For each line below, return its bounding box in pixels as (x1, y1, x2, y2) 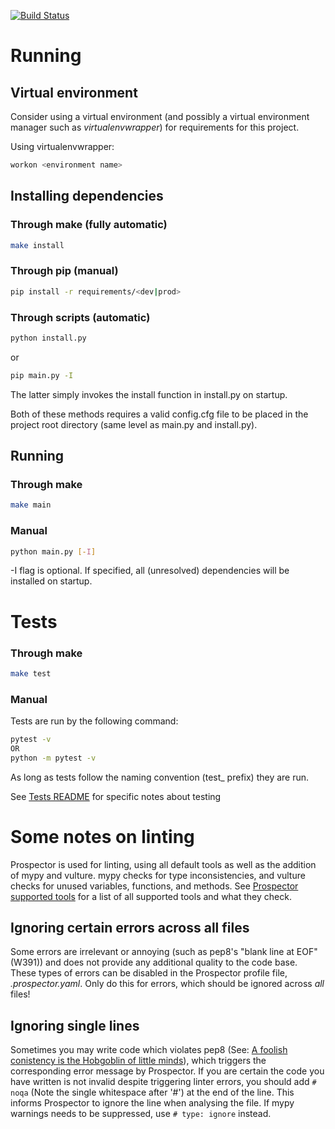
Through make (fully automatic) (10, 218, 168, 232)
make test (10, 668, 52, 679)
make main (10, 500, 52, 510)
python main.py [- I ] (10, 546, 97, 557)
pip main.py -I (10, 370, 74, 380)
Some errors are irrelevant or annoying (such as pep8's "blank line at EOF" (10, 946, 318, 958)
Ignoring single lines (10, 1017, 140, 1034)
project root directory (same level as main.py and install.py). (10, 418, 258, 430)
